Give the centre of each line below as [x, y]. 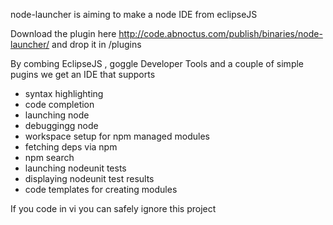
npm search [49, 157]
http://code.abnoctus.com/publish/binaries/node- [220, 33]
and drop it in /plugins [96, 44]
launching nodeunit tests [75, 168]
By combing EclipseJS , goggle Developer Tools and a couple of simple [157, 63]
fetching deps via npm [71, 147]
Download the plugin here [63, 33]
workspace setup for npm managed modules [117, 136]
